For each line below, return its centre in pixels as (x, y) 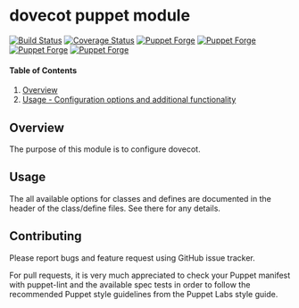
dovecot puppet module (100, 16)
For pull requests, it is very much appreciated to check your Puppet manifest (150, 275)
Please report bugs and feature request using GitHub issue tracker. (133, 258)
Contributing (46, 236)
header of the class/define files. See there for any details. (115, 208)
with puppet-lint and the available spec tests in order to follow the (130, 284)
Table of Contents (43, 70)
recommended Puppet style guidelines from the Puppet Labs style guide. (144, 294)
